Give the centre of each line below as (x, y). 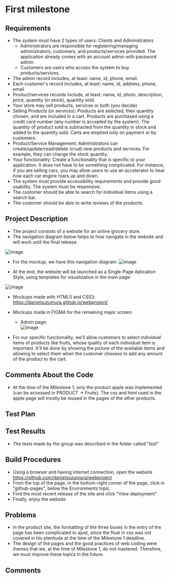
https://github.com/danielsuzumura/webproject (62, 477)
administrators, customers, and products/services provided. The (88, 51)
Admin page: (34, 322)
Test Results (25, 431)
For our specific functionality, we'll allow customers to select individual (87, 337)
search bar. (24, 198)
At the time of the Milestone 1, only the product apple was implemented (87, 387)
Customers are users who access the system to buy (75, 68)
